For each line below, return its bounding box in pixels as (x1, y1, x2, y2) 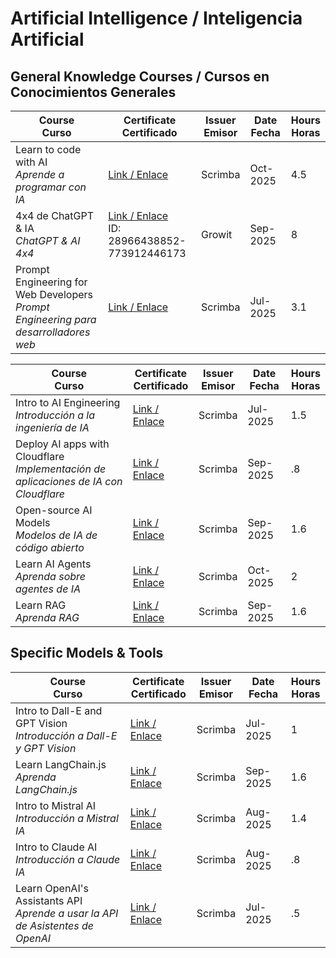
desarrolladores (15, 325, 91, 339)
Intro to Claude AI (15, 840, 98, 854)
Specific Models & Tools (10, 645, 164, 662)
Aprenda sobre (15, 570, 87, 583)
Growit (201, 228, 233, 241)
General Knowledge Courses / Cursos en (10, 68, 270, 85)
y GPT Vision (15, 741, 77, 755)
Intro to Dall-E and (15, 703, 103, 717)
